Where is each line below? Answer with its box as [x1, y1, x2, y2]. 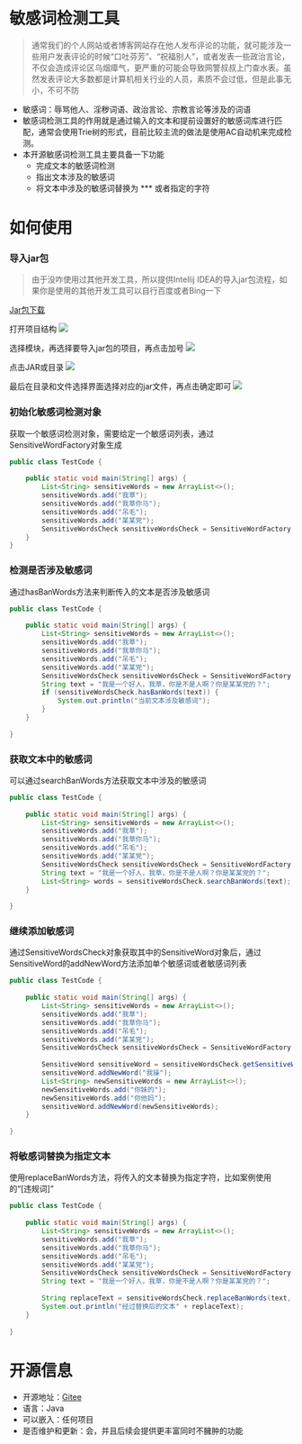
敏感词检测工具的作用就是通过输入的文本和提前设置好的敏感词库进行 [22, 114, 275, 126]
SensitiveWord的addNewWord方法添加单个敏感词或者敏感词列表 [9, 958, 247, 969]
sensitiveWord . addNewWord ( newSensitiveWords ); [41, 1102, 219, 1111]
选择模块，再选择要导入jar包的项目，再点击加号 [9, 343, 184, 354]
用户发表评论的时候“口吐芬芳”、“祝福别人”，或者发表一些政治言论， [39, 50, 290, 61]
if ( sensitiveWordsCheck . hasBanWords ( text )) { [41, 688, 219, 697]
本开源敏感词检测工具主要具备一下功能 [22, 149, 164, 159]
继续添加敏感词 [9, 925, 75, 938]
